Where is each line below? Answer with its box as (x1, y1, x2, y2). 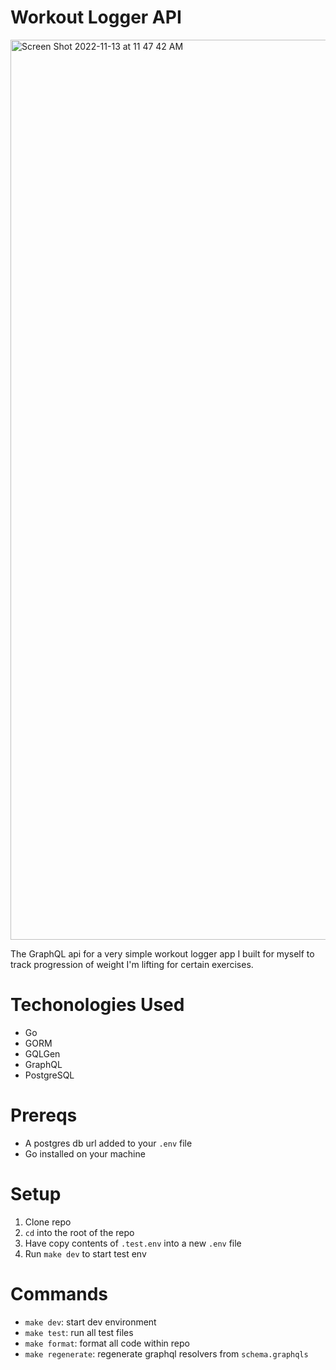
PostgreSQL (24, 1069, 75, 1081)
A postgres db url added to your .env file (24, 1137, 193, 1149)
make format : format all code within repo (24, 1337, 190, 1349)
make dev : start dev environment (24, 1316, 157, 1328)
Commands (10, 1282, 109, 1305)
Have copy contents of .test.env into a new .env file (24, 1237, 242, 1249)
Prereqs (10, 1104, 78, 1127)
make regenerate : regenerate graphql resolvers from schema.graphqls (24, 1347, 309, 1360)
